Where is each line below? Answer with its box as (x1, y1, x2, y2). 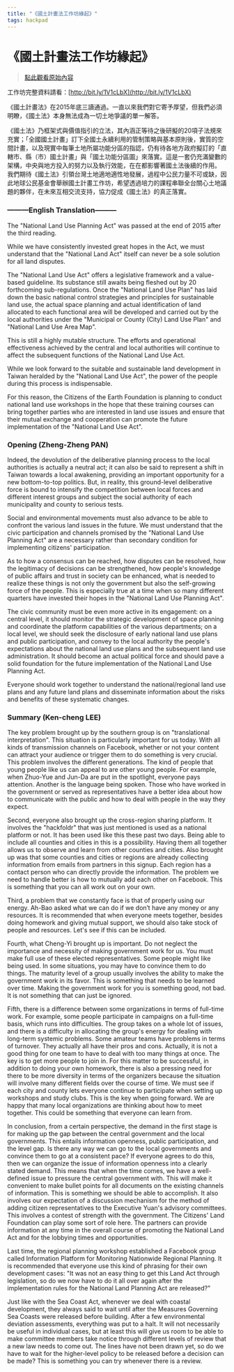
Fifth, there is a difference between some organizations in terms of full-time (7, 1005, 224, 1013)
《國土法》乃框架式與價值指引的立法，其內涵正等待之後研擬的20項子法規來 (7, 126, 223, 135)
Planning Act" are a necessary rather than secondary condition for (7, 536, 198, 544)
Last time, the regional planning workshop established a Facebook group (7, 1247, 217, 1255)
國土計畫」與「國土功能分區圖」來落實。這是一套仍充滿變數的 (49, 153, 227, 161)
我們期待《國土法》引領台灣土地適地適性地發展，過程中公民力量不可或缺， (7, 170, 221, 179)
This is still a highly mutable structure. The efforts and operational (7, 336, 196, 344)
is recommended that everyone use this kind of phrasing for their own (7, 1262, 208, 1270)
